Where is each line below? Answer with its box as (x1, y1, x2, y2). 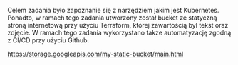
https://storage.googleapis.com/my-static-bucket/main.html (7, 49, 184, 58)
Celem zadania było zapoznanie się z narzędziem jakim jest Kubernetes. (7, 6, 219, 14)
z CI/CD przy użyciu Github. (7, 36, 90, 45)
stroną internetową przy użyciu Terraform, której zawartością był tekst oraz (7, 21, 229, 29)
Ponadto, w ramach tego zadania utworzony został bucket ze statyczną (7, 13, 217, 22)
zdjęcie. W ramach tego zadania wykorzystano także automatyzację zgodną (7, 28, 232, 37)
